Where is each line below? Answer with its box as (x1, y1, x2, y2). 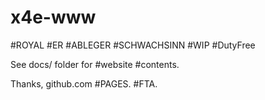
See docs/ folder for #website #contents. (10, 58, 180, 70)
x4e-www (10, 6, 97, 29)
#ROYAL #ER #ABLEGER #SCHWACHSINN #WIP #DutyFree (10, 39, 256, 51)
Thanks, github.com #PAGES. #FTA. (10, 77, 158, 90)
